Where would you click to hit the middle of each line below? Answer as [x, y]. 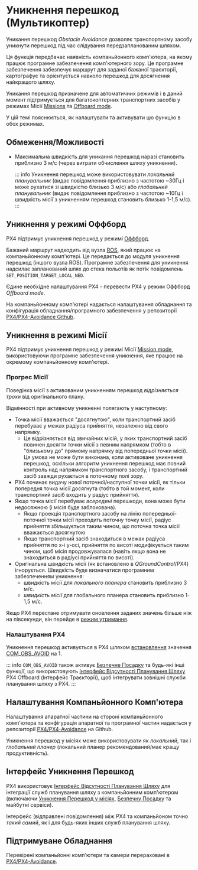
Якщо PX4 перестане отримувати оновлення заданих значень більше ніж [99, 612]
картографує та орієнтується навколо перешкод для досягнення [88, 76]
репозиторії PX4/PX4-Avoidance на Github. [60, 729]
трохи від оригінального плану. [46, 396]
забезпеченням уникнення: [49, 576]
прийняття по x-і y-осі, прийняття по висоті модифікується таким [106, 545]
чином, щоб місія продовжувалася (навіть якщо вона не [95, 551]
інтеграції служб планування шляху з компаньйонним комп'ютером [92, 792]
